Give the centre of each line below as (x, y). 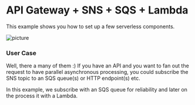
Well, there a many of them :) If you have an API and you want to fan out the (97, 66)
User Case (21, 53)
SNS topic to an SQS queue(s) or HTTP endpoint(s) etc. (73, 78)
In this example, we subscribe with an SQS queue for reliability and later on (97, 90)
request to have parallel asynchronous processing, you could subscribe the (97, 72)
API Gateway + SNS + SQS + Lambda (97, 10)
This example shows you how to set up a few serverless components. (90, 26)
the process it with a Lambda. (42, 96)
